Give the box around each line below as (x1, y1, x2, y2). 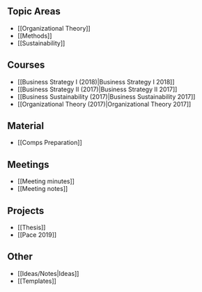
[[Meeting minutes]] (17, 177, 75, 185)
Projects (7, 205, 45, 217)
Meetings (7, 158, 50, 170)
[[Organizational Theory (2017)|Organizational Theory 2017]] (17, 100, 192, 108)
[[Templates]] (17, 277, 57, 285)
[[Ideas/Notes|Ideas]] (17, 269, 79, 277)
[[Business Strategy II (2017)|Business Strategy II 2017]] (17, 85, 178, 93)
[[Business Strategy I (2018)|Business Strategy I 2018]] (17, 77, 176, 86)
